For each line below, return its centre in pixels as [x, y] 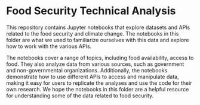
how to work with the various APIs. [49, 46]
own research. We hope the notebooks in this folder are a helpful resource [98, 89]
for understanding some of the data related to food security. [80, 96]
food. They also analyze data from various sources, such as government [95, 64]
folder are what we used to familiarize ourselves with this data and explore [98, 40]
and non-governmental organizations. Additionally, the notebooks [87, 70]
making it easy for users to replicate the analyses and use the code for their [99, 83]
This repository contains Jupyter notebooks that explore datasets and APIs [98, 27]
